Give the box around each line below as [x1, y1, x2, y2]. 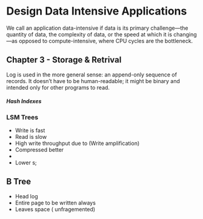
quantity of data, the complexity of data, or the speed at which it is [6, 30, 173, 38]
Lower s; [15, 159, 38, 166]
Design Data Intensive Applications [6, 4, 187, 18]
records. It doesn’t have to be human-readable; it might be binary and [6, 77, 181, 84]
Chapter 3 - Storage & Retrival [6, 55, 122, 65]
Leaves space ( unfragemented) [15, 205, 96, 213]
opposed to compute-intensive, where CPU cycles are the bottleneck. [19, 37, 193, 44]
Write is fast [15, 127, 45, 134]
